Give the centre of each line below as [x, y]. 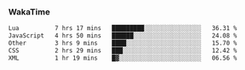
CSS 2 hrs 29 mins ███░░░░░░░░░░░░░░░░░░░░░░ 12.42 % [123, 50]
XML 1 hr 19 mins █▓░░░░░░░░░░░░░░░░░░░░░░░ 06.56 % [123, 58]
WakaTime [29, 12]
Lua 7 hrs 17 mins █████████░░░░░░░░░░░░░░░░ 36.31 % [123, 29]
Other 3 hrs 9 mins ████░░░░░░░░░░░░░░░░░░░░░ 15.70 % [123, 43]
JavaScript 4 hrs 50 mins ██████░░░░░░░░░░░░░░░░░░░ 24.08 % [123, 36]
